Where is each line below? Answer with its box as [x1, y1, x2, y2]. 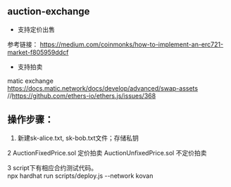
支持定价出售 [17, 25, 55, 34]
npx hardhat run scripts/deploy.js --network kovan [7, 172, 154, 180]
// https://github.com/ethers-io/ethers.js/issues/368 [7, 91, 156, 100]
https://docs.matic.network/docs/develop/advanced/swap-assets [7, 84, 199, 92]
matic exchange [7, 77, 54, 85]
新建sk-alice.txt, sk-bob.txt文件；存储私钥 [17, 134, 139, 142]
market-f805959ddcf [7, 48, 69, 56]
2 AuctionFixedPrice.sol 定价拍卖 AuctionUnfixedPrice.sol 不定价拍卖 [7, 148, 207, 157]
